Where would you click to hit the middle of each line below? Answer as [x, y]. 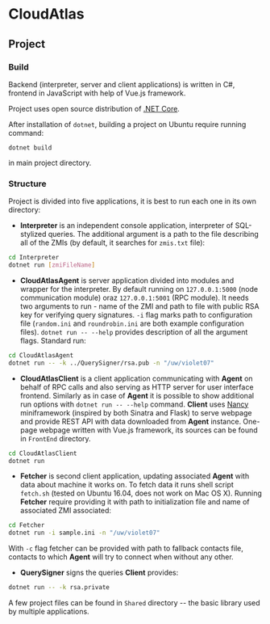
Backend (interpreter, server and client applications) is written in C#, [122, 84]
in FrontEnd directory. [55, 438]
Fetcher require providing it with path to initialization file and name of [135, 502]
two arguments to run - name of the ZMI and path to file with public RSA [139, 306]
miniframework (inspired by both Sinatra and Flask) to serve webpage [136, 412]
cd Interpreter [34, 258]
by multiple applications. [49, 612]
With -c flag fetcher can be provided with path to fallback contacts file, [126, 548]
